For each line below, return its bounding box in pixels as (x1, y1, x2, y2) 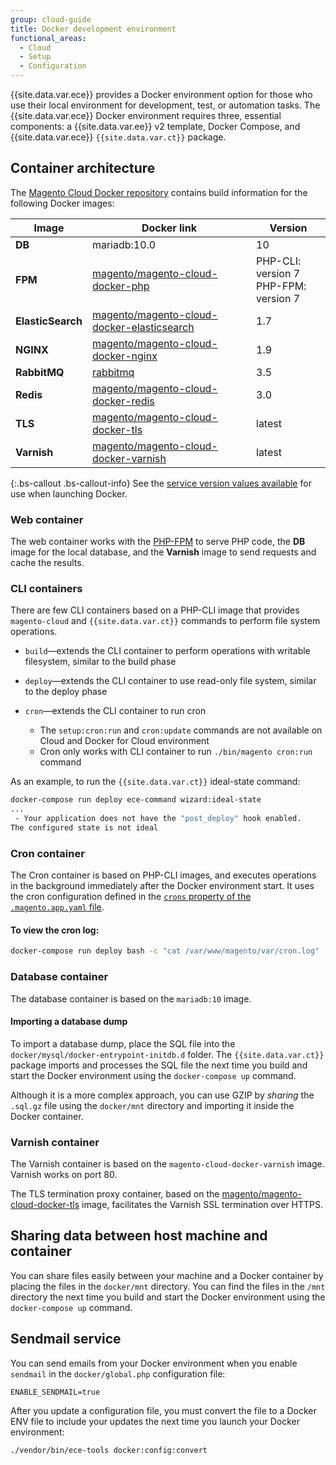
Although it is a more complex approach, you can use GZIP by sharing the (10, 1089, 315, 1101)
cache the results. (10, 557, 85, 569)
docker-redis (91, 394, 155, 408)
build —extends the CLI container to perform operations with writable (24, 645, 311, 657)
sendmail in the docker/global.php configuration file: (10, 1367, 226, 1380)
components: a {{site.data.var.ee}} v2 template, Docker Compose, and (10, 121, 301, 132)
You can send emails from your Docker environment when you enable (10, 1357, 298, 1369)
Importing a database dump (10, 1016, 128, 1028)
